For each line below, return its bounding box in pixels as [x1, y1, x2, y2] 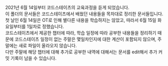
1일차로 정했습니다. [27, 23, 64, 29]
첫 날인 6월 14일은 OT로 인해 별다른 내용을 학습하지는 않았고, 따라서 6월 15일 [5, 17, 157, 23]
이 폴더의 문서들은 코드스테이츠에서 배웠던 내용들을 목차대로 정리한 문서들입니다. [5, 11, 163, 17]
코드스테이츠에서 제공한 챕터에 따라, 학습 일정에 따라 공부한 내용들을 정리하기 [5, 30, 157, 36]
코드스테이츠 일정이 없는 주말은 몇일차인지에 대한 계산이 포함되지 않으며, [14, 36, 157, 42]
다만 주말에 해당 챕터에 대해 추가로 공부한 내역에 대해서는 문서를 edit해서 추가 [5, 49, 158, 55]
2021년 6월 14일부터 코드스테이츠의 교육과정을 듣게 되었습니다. [5, 5, 130, 10]
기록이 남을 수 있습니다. [10, 55, 57, 61]
